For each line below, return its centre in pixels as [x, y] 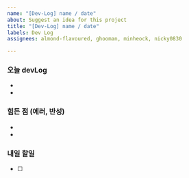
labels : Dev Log [30, 33]
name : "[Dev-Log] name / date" [52, 13]
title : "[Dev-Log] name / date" [53, 26]
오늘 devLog [27, 71]
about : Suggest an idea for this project [67, 20]
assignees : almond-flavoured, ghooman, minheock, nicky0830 [95, 39]
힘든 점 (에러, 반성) [36, 112]
